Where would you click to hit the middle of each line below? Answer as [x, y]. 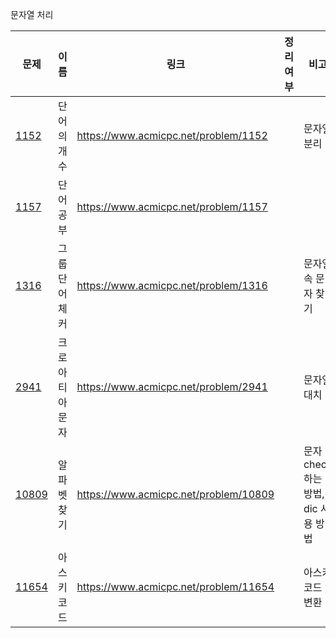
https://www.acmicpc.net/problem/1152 [172, 135]
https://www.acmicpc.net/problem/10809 [175, 494]
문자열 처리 [32, 14]
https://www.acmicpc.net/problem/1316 [172, 285]
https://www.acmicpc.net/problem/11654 [175, 586]
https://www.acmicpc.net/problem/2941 [172, 386]
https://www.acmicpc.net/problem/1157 [172, 206]
